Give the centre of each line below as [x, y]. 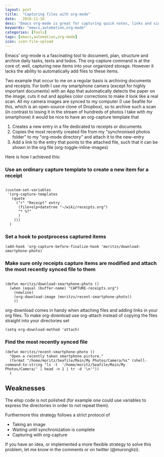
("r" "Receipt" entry [38, 203]
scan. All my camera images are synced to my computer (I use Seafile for [79, 101]
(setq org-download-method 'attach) [42, 329]
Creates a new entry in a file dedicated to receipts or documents [77, 126]
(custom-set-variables [28, 190]
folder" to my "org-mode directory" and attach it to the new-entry [78, 137]
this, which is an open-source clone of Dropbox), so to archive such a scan [81, 106]
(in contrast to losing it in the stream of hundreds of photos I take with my [79, 112]
